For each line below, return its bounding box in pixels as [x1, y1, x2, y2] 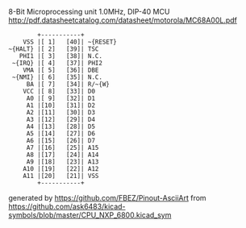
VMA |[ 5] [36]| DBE [23, 66, 99, 74]
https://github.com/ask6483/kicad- [8, 201, 127, 211]
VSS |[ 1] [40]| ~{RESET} [23, 38, 117, 46]
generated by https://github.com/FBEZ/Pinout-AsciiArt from [8, 193, 207, 202]
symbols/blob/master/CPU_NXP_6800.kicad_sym [8, 210, 172, 220]
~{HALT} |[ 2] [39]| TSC [8, 45, 99, 53]
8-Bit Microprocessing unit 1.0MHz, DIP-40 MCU [8, 7, 170, 16]
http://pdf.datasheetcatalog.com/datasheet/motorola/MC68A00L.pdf [8, 15, 238, 25]
